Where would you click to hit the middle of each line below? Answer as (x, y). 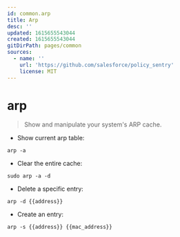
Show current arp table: (51, 138)
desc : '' (20, 26)
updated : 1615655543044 (41, 33)
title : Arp (23, 20)
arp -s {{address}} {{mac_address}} (60, 227)
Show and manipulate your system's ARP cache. (93, 124)
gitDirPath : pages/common (44, 46)
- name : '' (29, 59)
